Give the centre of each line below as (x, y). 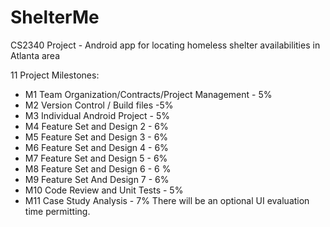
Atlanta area (35, 55)
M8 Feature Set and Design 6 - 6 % (98, 168)
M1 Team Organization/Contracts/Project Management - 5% (148, 94)
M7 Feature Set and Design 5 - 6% (96, 158)
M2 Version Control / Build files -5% (99, 105)
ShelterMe (55, 17)
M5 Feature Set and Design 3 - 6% (96, 137)
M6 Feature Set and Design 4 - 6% (96, 147)
